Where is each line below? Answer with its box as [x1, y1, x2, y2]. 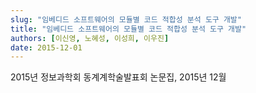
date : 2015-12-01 [10, 42, 83, 53]
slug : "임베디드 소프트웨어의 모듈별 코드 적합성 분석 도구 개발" [10, 14, 242, 25]
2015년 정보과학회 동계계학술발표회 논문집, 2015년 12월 [10, 71, 227, 83]
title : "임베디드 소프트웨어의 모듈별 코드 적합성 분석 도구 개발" [10, 24, 247, 34]
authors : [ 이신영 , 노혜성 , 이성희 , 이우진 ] [10, 33, 170, 43]
